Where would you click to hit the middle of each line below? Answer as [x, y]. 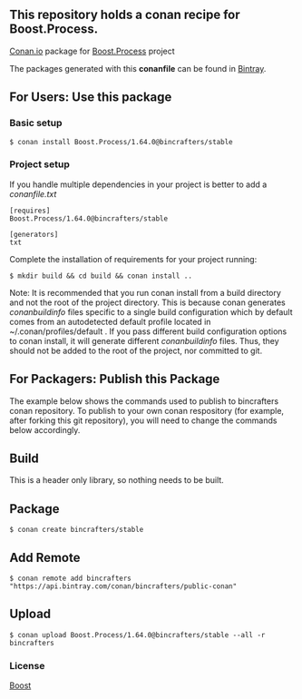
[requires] [30, 211]
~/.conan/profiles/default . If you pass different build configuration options [148, 331]
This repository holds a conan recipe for [125, 15]
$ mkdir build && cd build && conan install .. [101, 276]
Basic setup [36, 123]
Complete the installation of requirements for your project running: [133, 259]
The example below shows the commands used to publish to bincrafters [144, 401]
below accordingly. [45, 429]
